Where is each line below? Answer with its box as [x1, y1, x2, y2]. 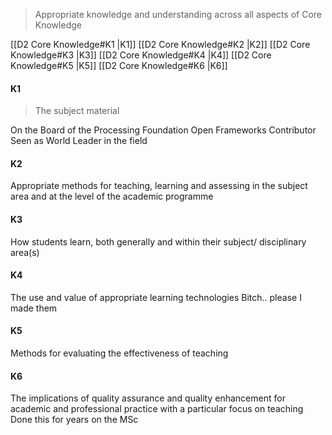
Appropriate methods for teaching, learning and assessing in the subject [10, 180, 308, 192]
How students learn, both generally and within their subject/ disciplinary [10, 235, 307, 248]
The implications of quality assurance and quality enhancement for [10, 392, 286, 404]
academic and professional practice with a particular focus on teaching [10, 403, 304, 415]
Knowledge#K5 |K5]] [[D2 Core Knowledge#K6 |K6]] [10, 60, 228, 71]
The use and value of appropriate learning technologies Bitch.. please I [10, 291, 302, 303]
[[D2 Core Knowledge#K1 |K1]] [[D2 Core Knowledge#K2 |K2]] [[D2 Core [10, 39, 311, 50]
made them [10, 302, 58, 314]
